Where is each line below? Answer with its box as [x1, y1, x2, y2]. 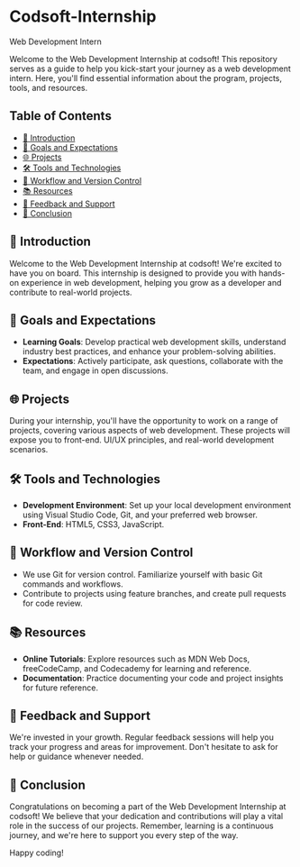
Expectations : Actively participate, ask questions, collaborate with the [22, 356, 284, 367]
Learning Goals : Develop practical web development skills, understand [22, 336, 286, 348]
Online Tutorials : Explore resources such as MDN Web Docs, [22, 653, 250, 664]
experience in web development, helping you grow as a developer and [21, 277, 282, 287]
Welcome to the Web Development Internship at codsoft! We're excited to [9, 258, 282, 269]
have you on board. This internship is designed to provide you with [9, 268, 257, 278]
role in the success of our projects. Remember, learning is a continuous [9, 820, 274, 831]
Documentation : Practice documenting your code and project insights [22, 672, 284, 683]
